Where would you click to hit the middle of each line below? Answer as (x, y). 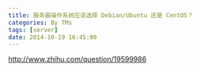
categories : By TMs (40, 23)
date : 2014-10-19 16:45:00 (53, 37)
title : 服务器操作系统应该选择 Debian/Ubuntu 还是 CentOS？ (101, 15)
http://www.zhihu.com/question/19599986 (77, 59)
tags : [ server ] (33, 30)
